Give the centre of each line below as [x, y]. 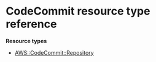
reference [31, 24]
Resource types [26, 41]
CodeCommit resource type [78, 11]
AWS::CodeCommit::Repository [54, 52]
